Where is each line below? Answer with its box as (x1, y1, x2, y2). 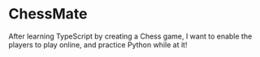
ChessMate (8, 5, 88, 23)
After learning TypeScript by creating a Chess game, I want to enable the (8, 31, 253, 41)
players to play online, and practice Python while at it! (8, 39, 188, 49)
